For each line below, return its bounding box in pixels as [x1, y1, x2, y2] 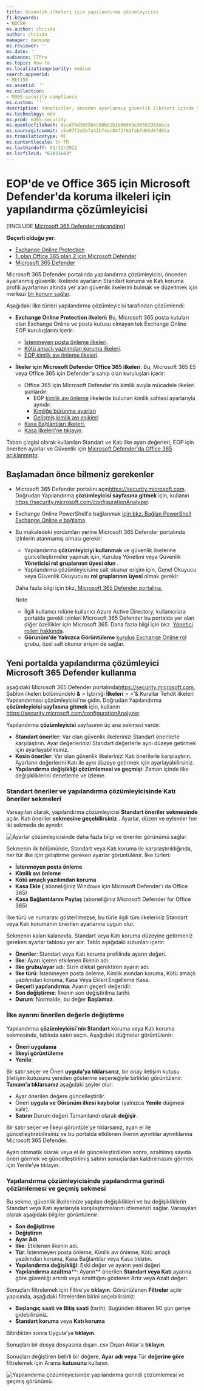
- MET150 [6, 77, 29, 83]
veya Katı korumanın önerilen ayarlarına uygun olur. [6, 920, 135, 928]
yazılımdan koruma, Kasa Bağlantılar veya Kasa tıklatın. [15, 1255, 153, 1262]
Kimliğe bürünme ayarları [33, 407, 97, 415]
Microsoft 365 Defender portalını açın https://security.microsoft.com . [15, 485, 186, 493]
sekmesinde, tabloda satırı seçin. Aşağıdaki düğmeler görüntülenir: [6, 1031, 173, 1039]
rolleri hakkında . [24, 628, 65, 635]
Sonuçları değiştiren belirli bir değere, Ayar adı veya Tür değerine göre [6, 1353, 185, 1360]
